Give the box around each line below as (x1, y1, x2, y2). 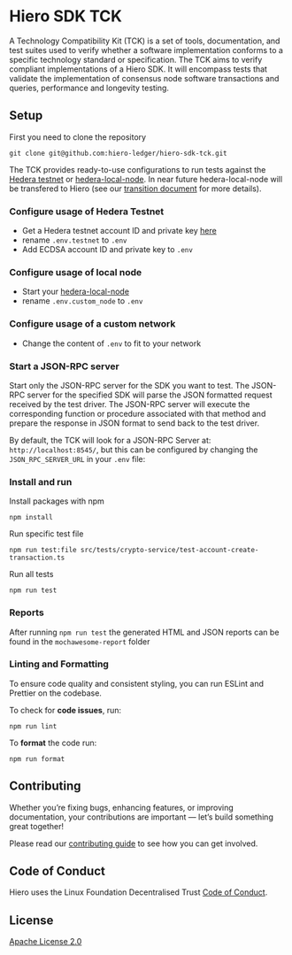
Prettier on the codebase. (9, 688, 102, 698)
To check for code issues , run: (9, 705, 122, 715)
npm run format (9, 754, 65, 763)
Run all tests (9, 569, 54, 580)
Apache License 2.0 (9, 936, 82, 947)
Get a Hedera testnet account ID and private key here (21, 226, 217, 236)
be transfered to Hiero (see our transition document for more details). (9, 183, 262, 194)
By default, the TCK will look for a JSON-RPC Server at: (9, 435, 211, 445)
